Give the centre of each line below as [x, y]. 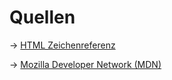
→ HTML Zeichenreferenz [62, 45]
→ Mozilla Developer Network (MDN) [85, 64]
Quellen [42, 17]
